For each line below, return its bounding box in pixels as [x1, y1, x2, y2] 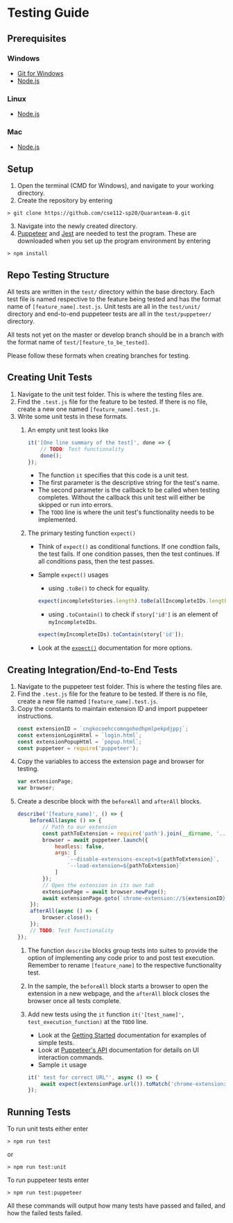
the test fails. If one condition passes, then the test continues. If [37, 550, 220, 558]
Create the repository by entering [17, 196, 113, 205]
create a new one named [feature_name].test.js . [17, 405, 161, 413]
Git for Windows [17, 69, 64, 77]
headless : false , [54, 843, 105, 850]
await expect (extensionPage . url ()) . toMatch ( [40, 1080, 171, 1087]
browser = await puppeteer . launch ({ [42, 836, 148, 843]
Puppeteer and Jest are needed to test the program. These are [17, 230, 197, 238]
